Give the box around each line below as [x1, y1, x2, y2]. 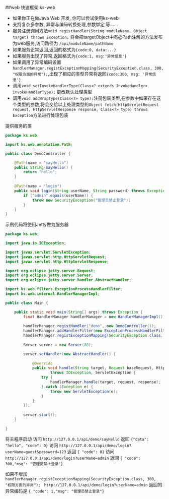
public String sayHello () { [14, 165, 73, 170]
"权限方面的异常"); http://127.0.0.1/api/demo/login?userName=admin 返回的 [5, 481, 162, 487]
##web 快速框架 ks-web [5, 5, 55, 10]
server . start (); [23, 412, 57, 417]
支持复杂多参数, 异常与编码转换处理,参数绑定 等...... [12, 22, 118, 27]
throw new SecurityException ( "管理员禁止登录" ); [32, 198, 131, 203]
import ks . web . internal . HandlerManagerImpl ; [5, 291, 100, 296]
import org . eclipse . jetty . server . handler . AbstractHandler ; [5, 278, 132, 283]
